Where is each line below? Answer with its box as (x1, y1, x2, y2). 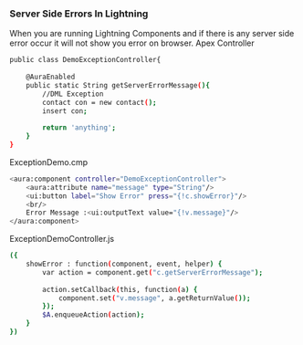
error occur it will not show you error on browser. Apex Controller (9, 37, 256, 48)
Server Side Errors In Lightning (9, 7, 149, 20)
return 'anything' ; (42, 123, 117, 132)
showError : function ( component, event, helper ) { (26, 259, 223, 269)
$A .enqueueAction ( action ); (42, 310, 145, 319)
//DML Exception (42, 89, 104, 99)
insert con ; (42, 106, 89, 116)
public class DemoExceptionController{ (9, 56, 162, 65)
